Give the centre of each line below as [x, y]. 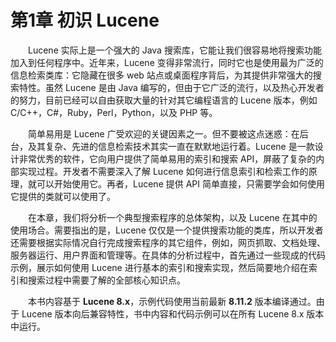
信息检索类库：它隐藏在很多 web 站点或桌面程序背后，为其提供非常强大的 [161, 75]
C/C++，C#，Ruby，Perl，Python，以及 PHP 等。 [114, 112]
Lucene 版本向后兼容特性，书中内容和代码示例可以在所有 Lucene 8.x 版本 [173, 313]
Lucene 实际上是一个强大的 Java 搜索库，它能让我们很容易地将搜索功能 [175, 50]
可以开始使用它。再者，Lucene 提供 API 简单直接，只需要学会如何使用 [180, 183]
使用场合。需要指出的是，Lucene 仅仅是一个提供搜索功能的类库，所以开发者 [167, 230]
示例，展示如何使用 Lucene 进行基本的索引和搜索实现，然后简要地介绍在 [159, 267]
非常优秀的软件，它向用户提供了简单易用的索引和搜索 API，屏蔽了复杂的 [167, 158]
